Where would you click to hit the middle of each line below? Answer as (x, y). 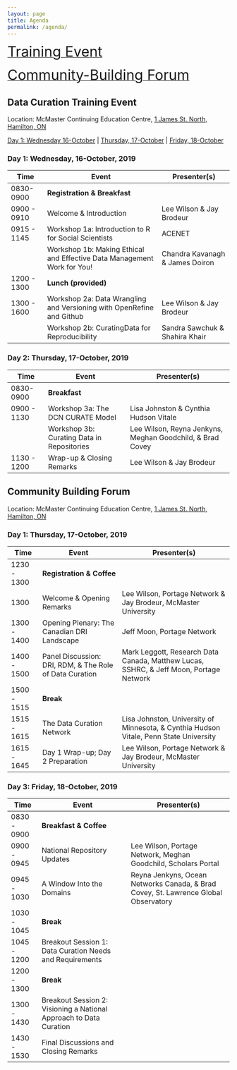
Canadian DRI (65, 631)
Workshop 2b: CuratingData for (99, 328)
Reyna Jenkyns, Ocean (169, 875)
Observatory (151, 901)
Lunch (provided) (77, 283)
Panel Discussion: (72, 656)
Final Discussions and (78, 1042)
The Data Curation (73, 723)
